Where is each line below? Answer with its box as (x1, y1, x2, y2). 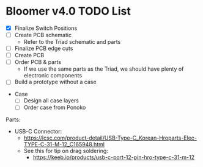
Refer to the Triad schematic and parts (23, 38, 121, 46)
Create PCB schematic (14, 32, 72, 38)
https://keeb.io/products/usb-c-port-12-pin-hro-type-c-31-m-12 (32, 154, 195, 161)
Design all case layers (23, 97, 79, 104)
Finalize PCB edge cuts (14, 44, 73, 52)
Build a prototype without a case (14, 78, 97, 86)
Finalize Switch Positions (14, 24, 78, 32)
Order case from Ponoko (23, 104, 86, 111)
